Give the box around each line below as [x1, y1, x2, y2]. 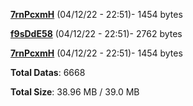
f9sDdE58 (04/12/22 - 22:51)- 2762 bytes [10, 28, 183, 39]
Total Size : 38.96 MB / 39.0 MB [10, 86, 140, 98]
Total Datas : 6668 [10, 67, 86, 78]
